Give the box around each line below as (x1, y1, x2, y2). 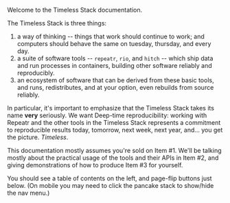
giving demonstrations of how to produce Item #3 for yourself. (7, 161, 183, 169)
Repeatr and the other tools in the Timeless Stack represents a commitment (7, 119, 221, 126)
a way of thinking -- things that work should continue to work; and (16, 32, 205, 40)
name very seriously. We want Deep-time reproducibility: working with (7, 111, 207, 119)
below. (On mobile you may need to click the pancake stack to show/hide (7, 182, 214, 189)
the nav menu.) (7, 189, 50, 197)
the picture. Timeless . (7, 133, 69, 141)
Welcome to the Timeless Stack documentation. (7, 6, 143, 14)
